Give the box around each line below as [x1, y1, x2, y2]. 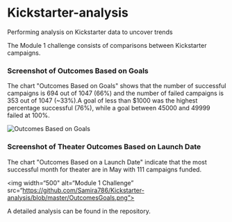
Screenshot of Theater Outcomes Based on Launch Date [7, 142, 201, 152]
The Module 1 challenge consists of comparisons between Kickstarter [7, 41, 207, 49]
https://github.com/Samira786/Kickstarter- [22, 186, 144, 194]
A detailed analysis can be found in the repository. [7, 207, 151, 215]
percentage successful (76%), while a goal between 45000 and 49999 [7, 104, 210, 112]
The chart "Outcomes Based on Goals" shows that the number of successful [7, 82, 226, 90]
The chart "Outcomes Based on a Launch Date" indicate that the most [7, 157, 207, 166]
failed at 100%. [7, 111, 50, 119]
